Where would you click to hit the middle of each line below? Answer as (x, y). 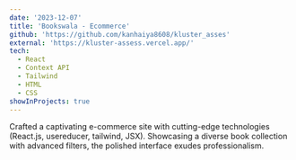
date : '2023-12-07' (46, 18)
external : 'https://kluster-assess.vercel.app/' (102, 43)
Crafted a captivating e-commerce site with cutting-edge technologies (140, 127)
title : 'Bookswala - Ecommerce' (70, 26)
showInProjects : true (50, 101)
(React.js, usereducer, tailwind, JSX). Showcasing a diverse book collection (148, 137)
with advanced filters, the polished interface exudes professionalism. (137, 146)
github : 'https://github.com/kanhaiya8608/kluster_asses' (120, 34)
